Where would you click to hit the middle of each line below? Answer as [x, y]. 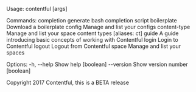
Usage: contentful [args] [37, 9]
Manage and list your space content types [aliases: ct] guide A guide [93, 33]
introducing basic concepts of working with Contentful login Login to [92, 40]
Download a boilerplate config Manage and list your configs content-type [98, 27]
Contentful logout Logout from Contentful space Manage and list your [94, 46]
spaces [16, 53]
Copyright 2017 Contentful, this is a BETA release [68, 82]
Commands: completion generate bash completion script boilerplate [92, 20]
